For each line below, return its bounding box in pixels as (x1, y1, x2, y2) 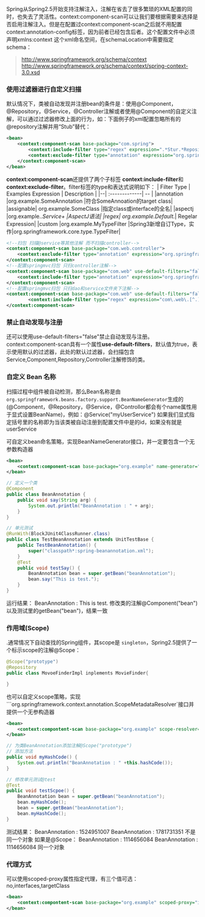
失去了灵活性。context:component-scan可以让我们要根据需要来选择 (22, 13, 193, 20)
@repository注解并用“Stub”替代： (6, 123, 92, 130)
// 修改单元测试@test (6, 776, 56, 783)
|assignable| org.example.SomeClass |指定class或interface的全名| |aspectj (6, 205, 194, 212)
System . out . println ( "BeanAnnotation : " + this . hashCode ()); (17, 759, 173, 765)
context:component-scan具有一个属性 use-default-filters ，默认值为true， (6, 341, 193, 348)
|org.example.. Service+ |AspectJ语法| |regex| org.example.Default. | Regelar (6, 213, 198, 220)
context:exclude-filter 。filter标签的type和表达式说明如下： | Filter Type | (6, 183, 191, 191)
